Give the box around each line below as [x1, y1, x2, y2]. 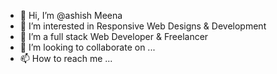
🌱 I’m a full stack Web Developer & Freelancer [19, 31, 209, 42]
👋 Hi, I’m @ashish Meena [19, 10, 123, 21]
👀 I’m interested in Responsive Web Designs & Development [19, 20, 267, 32]
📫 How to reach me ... [19, 53, 113, 64]
